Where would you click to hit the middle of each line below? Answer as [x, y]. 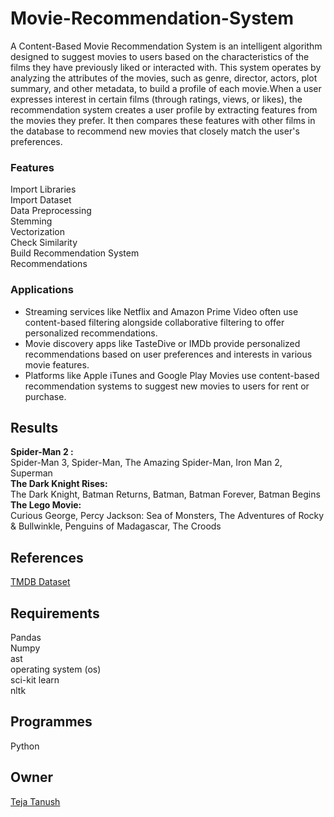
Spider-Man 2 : [42, 452]
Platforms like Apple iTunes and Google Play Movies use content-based [172, 375]
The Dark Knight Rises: [59, 484]
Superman [31, 473]
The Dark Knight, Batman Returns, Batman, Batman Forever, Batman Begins [165, 494]
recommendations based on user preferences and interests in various [168, 354]
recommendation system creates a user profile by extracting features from [164, 109]
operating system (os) [56, 669]
